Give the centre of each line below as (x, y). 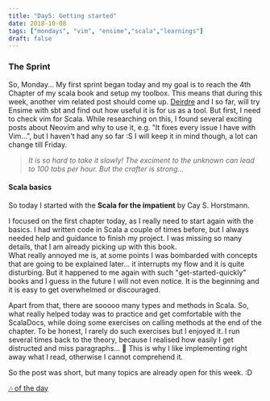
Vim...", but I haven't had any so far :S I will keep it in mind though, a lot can (133, 136)
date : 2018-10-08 (37, 23)
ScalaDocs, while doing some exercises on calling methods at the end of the (135, 322)
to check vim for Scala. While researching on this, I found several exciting (130, 119)
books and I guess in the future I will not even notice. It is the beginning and (134, 281)
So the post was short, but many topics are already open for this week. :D (130, 372)
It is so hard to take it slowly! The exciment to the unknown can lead (141, 160)
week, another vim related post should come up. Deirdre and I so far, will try (134, 101)
